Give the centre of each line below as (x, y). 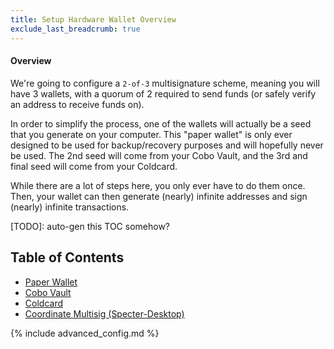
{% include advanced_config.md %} (85, 333)
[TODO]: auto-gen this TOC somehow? (90, 226)
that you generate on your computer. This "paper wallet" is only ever (151, 134)
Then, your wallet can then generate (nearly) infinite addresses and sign (159, 196)
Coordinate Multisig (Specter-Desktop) (104, 313)
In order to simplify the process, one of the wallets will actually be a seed (161, 123)
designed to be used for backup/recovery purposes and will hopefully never (167, 145)
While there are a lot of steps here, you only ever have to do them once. (158, 185)
